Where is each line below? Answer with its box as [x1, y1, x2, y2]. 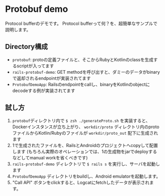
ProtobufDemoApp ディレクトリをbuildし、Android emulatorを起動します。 [12, 173, 161, 179]
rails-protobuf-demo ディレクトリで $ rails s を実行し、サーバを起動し [12, 161, 160, 167]
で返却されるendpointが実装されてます [12, 75, 91, 81]
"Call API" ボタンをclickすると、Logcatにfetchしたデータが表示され [12, 179, 150, 185]
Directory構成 [5, 43, 48, 51]
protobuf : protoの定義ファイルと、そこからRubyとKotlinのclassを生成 [12, 56, 154, 62]
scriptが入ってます [16, 63, 54, 69]
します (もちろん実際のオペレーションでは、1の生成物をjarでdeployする [12, 148, 157, 154]
